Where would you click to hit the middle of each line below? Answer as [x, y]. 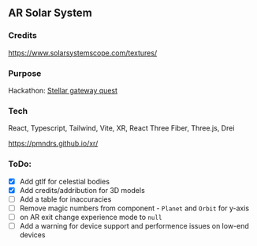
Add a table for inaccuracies [65, 199]
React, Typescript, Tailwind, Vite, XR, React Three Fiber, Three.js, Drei [121, 128]
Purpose [25, 73]
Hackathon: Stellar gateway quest [63, 90]
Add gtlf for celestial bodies [65, 181]
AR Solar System [50, 13]
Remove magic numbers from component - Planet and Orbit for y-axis [134, 208]
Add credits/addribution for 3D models [82, 190]
